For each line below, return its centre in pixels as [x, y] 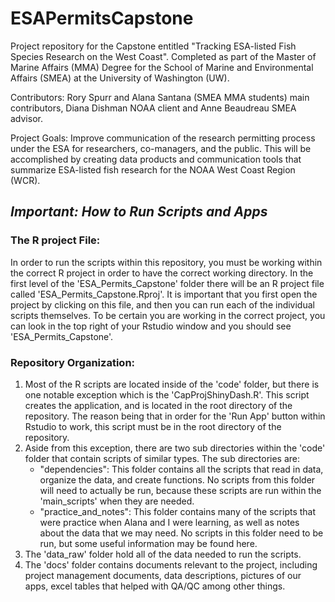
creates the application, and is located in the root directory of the [158, 405]
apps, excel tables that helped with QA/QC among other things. [155, 586]
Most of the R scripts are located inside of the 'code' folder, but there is [172, 384]
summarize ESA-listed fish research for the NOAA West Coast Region [153, 169]
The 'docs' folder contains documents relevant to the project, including [171, 564]
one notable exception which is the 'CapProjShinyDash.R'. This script [167, 394]
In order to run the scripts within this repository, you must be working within [166, 262]
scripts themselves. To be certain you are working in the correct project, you [168, 315]
